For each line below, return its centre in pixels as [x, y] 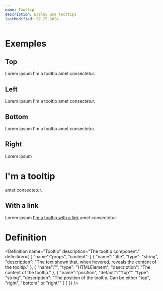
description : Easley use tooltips [41, 14]
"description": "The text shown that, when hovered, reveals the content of [81, 262]
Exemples [26, 43]
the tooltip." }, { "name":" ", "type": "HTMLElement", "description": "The [78, 267]
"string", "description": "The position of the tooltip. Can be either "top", [78, 278]
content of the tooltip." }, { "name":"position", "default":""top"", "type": [78, 272]
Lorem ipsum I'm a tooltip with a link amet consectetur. [61, 217]
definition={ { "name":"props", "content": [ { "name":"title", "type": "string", [82, 256]
